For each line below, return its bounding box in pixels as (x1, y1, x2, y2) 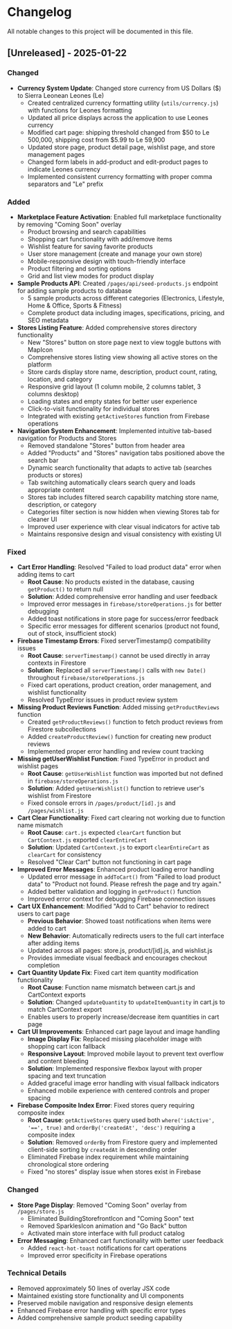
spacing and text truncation (27, 1072, 107, 1080)
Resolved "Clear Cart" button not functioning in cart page (27, 858, 192, 866)
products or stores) (27, 471, 83, 479)
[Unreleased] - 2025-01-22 (7, 47, 127, 59)
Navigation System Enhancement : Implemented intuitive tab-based (17, 426, 212, 434)
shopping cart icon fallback (27, 1042, 106, 1051)
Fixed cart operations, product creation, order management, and (27, 681, 212, 689)
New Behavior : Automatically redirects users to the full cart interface (27, 931, 225, 940)
